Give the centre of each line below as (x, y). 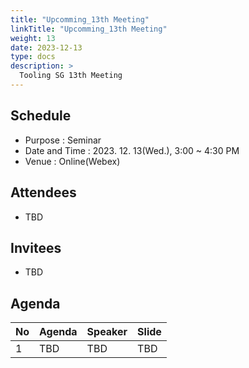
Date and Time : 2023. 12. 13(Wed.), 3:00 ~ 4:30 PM (132, 150)
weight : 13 (33, 38)
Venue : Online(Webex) (72, 161)
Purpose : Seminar (63, 140)
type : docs (33, 57)
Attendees (43, 192)
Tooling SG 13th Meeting (71, 76)
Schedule (41, 116)
